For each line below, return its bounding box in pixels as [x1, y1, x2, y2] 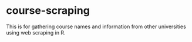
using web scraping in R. [6, 29, 66, 36]
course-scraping [6, 4, 90, 17]
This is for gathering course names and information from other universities [6, 23, 186, 30]
